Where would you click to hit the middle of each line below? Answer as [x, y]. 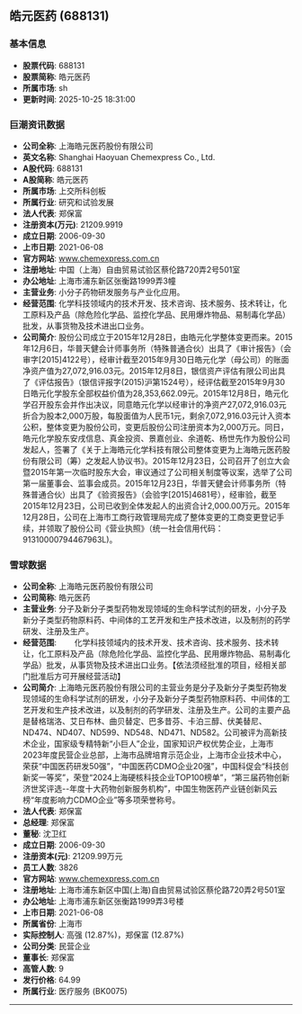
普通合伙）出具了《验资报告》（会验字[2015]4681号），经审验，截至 [153, 494]
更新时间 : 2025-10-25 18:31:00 [79, 99]
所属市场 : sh [45, 87]
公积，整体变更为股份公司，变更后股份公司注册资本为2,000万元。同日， [155, 426]
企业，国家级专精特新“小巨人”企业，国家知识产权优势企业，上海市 [152, 744]
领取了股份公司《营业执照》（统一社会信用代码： [135, 528]
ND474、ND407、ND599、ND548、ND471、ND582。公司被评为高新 [151, 732]
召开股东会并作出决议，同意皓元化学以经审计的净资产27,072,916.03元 [158, 404]
